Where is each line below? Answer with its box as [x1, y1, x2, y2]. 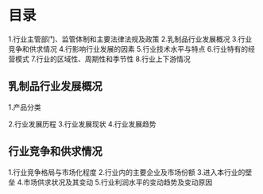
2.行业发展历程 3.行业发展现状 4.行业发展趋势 [8, 119, 157, 129]
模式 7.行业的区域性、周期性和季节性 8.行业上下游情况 [14, 54, 191, 64]
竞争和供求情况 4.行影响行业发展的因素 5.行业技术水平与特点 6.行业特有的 [8, 44, 249, 53]
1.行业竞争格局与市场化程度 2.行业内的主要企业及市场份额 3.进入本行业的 [8, 167, 246, 177]
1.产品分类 [8, 102, 41, 111]
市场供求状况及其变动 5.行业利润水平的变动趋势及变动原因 [23, 177, 213, 187]
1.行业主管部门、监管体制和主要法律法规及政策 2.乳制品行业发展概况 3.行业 [8, 34, 253, 44]
